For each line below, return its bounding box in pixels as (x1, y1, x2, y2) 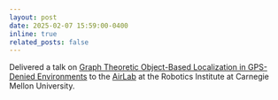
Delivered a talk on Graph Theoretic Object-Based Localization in (9, 62, 246, 73)
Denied (9, 72, 35, 82)
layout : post (9, 12, 58, 22)
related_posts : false (9, 37, 89, 47)
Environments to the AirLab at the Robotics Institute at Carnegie (36, 72, 270, 82)
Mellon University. (9, 81, 75, 91)
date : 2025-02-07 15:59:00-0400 (9, 21, 128, 30)
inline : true (9, 29, 58, 38)
